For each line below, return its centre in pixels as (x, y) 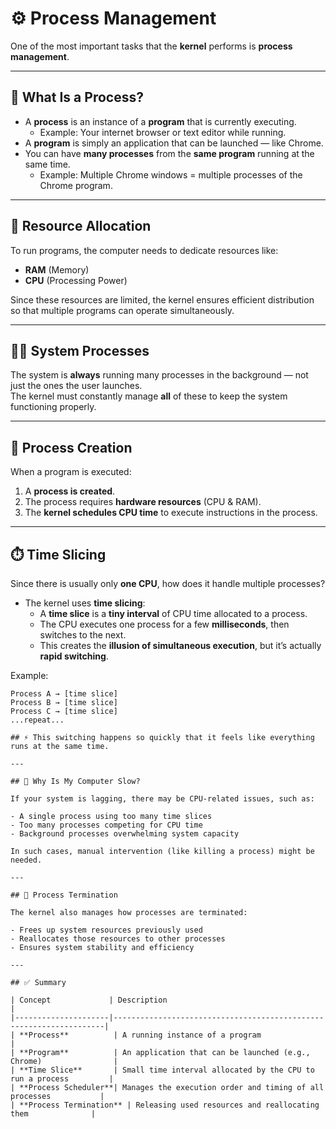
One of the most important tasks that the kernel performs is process (151, 46)
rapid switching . (74, 656)
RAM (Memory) (57, 269)
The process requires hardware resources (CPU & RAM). (143, 502)
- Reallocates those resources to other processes (118, 939)
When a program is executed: (71, 472)
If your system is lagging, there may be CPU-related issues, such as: (162, 799)
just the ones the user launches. (76, 386)
